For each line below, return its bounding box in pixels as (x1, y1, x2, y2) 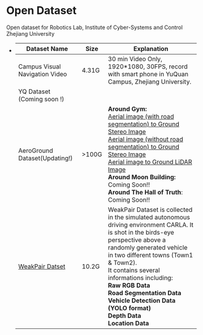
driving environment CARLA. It (108, 221, 194, 229)
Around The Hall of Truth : (108, 188, 183, 196)
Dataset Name (26, 44, 68, 53)
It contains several (108, 266, 160, 274)
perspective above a (108, 236, 166, 244)
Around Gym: (108, 104, 147, 113)
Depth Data (108, 311, 141, 320)
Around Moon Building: (108, 173, 176, 181)
